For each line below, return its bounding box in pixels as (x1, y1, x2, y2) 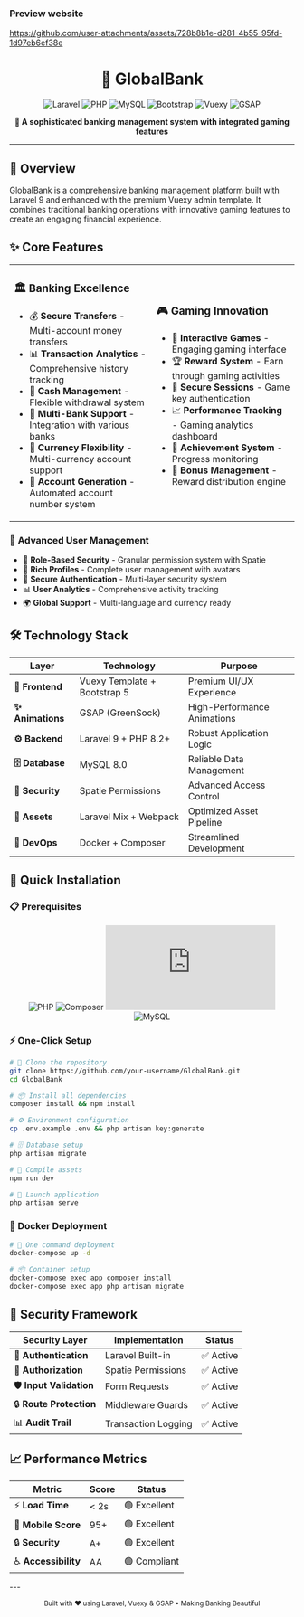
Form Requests (104, 1380, 169, 1393)
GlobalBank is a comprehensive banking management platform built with (9, 184, 280, 196)
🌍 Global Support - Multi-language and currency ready (22, 598, 232, 609)
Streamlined (187, 830, 240, 843)
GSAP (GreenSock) (79, 706, 161, 719)
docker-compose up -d (9, 1249, 91, 1258)
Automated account (29, 487, 113, 499)
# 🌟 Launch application (9, 1190, 100, 1199)
